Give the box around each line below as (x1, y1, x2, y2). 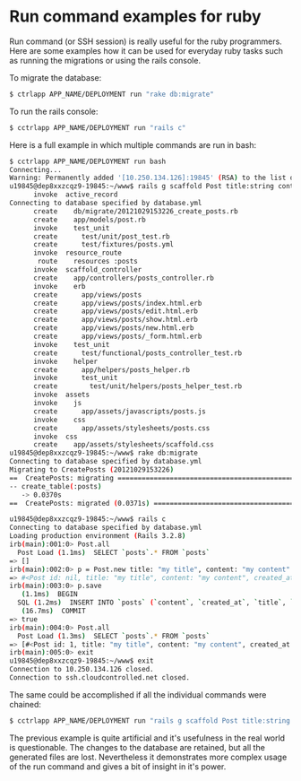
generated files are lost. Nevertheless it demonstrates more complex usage (9, 751, 288, 762)
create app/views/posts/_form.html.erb (32, 332, 202, 342)
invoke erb (32, 282, 87, 291)
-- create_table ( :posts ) (9, 482, 102, 490)
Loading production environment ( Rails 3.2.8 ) (9, 532, 186, 541)
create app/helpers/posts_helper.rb (32, 365, 191, 374)
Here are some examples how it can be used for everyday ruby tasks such (9, 45, 284, 56)
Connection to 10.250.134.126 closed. (9, 665, 154, 674)
